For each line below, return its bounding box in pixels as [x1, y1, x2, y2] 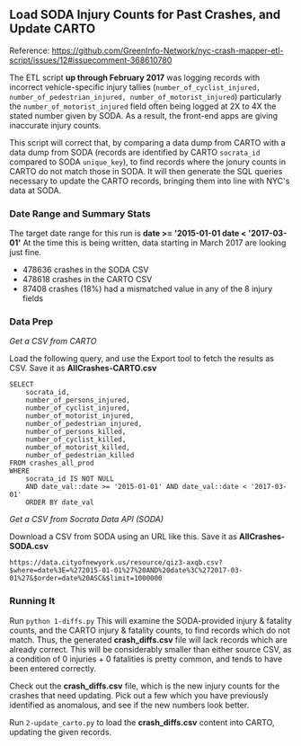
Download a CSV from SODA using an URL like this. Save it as [9, 531, 238, 542]
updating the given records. [9, 726, 112, 737]
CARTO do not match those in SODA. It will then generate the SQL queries [9, 165, 283, 176]
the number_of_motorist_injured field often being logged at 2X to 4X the [9, 101, 277, 111]
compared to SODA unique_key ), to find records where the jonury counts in [9, 156, 286, 167]
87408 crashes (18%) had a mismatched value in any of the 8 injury [22, 283, 273, 295]
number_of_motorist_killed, [25, 443, 130, 452]
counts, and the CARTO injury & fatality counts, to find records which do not [9, 625, 290, 635]
